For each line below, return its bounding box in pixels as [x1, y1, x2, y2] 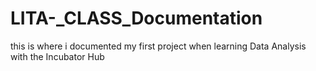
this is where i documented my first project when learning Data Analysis [10, 40, 307, 52]
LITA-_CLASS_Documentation [10, 7, 263, 30]
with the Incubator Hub [10, 50, 105, 62]
